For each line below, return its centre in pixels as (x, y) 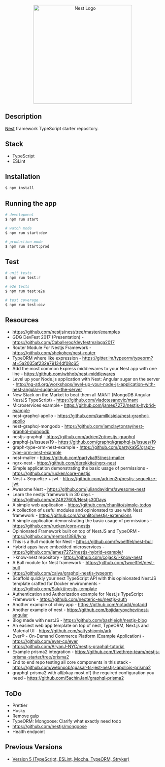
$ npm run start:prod (27, 246)
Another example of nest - (39, 610)
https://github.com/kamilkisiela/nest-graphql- (104, 416)
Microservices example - (37, 405)
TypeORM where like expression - (47, 358)
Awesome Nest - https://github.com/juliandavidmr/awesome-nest (79, 489)
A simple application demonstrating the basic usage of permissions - (82, 521)
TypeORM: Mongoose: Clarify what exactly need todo (67, 721)
